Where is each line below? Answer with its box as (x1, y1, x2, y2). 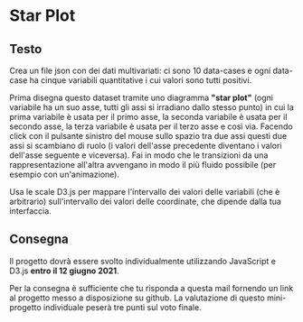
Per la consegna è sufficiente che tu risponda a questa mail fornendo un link (9, 282, 294, 293)
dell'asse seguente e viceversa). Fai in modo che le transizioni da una (9, 150, 269, 161)
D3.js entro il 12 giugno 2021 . (9, 265, 119, 276)
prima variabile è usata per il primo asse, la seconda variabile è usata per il (9, 112, 288, 122)
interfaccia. (9, 206, 52, 216)
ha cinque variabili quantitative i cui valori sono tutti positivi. (29, 75, 252, 86)
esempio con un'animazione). (9, 169, 120, 179)
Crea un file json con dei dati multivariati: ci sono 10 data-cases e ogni (9, 65, 271, 76)
